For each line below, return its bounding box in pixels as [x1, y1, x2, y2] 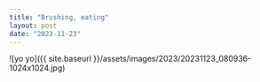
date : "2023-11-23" [9, 29, 82, 38]
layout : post [9, 21, 58, 30]
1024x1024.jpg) [9, 63, 66, 73]
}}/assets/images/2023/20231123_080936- [92, 54, 252, 64]
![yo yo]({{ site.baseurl [9, 54, 91, 64]
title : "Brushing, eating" [9, 12, 109, 22]
